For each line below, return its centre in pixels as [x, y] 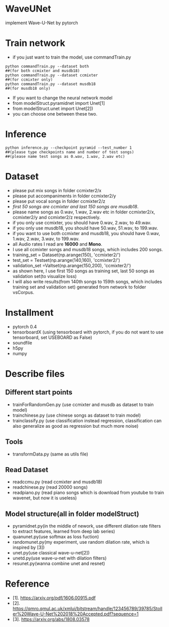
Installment [30, 312]
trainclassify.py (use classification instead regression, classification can [87, 420]
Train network [35, 43]
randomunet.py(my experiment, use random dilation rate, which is [81, 542]
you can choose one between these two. [55, 113]
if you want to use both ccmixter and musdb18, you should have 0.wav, [86, 233]
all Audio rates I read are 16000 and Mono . [57, 244]
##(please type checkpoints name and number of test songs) [70, 152]
